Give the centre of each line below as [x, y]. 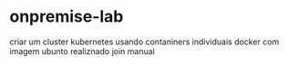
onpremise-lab [67, 17]
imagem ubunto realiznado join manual [82, 51]
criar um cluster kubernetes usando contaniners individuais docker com [144, 42]
